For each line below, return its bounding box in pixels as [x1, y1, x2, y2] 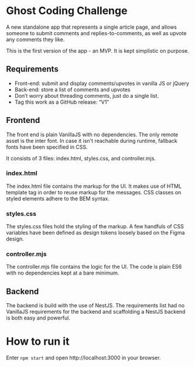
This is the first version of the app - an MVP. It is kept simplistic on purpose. [6, 47, 189, 54]
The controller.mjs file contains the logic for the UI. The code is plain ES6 [6, 263, 182, 270]
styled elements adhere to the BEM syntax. [6, 195, 110, 202]
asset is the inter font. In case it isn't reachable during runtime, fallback [6, 137, 177, 144]
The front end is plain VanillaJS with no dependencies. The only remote [6, 131, 179, 138]
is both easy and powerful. [6, 314, 70, 321]
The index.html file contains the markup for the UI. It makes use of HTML [6, 183, 182, 190]
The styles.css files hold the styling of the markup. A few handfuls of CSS [6, 223, 184, 230]
